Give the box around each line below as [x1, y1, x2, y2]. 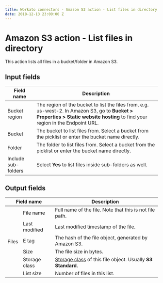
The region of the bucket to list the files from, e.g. [36, 101, 149, 108]
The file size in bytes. [55, 248, 103, 255]
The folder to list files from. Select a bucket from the [36, 141, 155, 148]
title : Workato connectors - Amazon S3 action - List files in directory [5, 7, 158, 12]
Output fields [5, 184, 46, 192]
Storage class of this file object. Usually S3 [55, 256, 153, 263]
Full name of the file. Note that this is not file [55, 206, 155, 213]
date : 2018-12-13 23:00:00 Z [5, 12, 64, 16]
